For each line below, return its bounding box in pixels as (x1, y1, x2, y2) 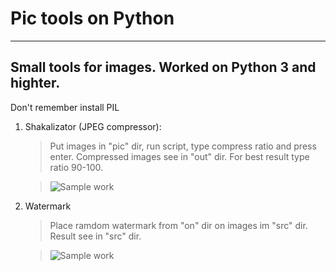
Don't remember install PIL (10, 101, 120, 113)
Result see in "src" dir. (49, 230, 142, 242)
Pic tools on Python (10, 7, 175, 30)
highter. (10, 75, 61, 92)
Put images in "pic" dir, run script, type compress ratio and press (49, 140, 317, 152)
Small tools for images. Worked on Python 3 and (10, 59, 317, 76)
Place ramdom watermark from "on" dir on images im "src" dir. (49, 219, 308, 231)
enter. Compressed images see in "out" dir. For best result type (49, 150, 310, 162)
